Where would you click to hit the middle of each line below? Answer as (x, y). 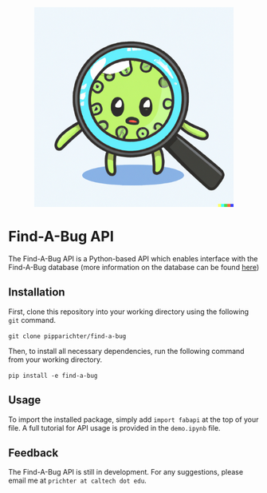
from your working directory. (55, 360)
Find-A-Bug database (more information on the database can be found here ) (134, 267)
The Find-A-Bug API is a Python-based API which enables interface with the (133, 258)
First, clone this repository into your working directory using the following (129, 312)
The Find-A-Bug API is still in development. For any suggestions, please (126, 472)
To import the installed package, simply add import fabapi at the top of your (133, 419)
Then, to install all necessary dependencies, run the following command (126, 351)
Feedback (33, 453)
